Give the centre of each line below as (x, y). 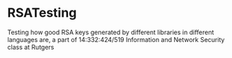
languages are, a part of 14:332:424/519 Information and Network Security (116, 39)
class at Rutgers (31, 47)
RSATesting (42, 13)
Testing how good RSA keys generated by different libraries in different (111, 32)
